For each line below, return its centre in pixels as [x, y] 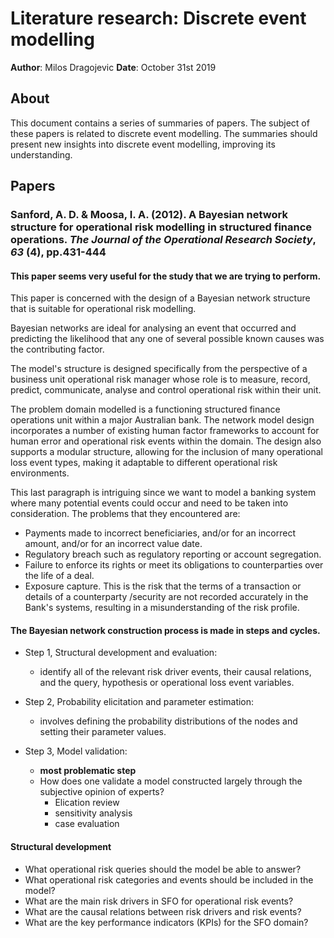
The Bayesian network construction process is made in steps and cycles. [165, 630]
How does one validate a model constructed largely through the [171, 781]
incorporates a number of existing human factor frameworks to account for [165, 431]
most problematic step [88, 771]
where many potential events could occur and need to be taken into [149, 503]
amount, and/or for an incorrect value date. [113, 544]
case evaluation [87, 824]
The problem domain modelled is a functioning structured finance [145, 409]
